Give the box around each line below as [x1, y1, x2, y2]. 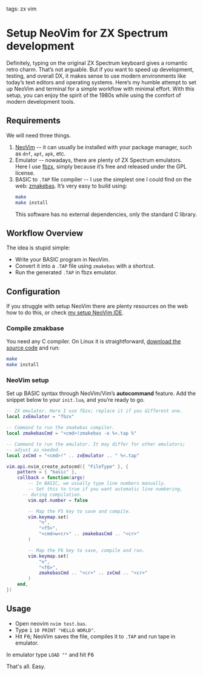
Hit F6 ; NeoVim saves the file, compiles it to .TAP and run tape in [15, 632, 176, 640]
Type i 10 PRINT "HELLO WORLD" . [15, 626, 96, 634]
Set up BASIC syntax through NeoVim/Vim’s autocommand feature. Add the [6, 390, 196, 397]
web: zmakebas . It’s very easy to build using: [15, 182, 127, 189]
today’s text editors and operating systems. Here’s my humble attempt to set [6, 78, 197, 86]
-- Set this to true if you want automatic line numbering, [28, 486, 183, 492]
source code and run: [6, 344, 60, 351]
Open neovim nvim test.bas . [15, 620, 87, 627]
